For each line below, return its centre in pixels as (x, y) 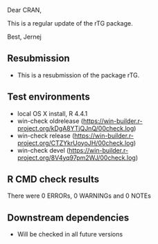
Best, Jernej (24, 37)
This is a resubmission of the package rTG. (78, 75)
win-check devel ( (43, 150)
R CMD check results (53, 179)
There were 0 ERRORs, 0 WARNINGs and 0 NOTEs (79, 196)
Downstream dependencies (68, 217)
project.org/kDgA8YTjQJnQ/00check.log (76, 128)
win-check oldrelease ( (50, 121)
